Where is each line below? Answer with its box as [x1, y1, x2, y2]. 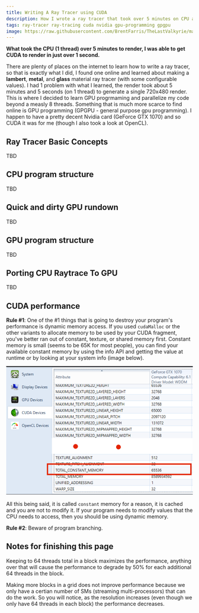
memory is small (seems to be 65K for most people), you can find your [6, 342, 178, 349]
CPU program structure [6, 169, 94, 180]
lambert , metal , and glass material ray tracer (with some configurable [6, 76, 177, 83]
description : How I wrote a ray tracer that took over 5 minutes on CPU [6, 15, 190, 22]
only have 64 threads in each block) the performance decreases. [6, 600, 165, 607]
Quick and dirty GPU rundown [6, 202, 118, 212]
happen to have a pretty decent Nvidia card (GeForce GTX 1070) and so [6, 113, 181, 121]
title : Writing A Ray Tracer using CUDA [6, 9, 108, 15]
